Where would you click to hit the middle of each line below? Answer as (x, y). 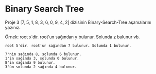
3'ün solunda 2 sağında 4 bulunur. (41, 67)
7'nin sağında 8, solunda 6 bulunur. (43, 54)
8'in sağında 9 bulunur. (30, 62)
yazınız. (13, 27)
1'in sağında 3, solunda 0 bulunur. (42, 58)
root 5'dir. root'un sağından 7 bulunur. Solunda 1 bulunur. (68, 45)
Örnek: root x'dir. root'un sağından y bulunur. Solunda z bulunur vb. (72, 37)
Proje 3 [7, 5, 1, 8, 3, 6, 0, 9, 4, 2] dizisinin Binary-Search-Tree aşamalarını (78, 22)
